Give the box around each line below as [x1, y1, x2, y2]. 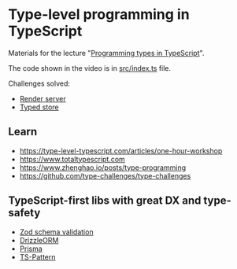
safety [8, 206, 41, 219]
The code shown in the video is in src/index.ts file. [8, 63, 172, 72]
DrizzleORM [19, 235, 59, 245]
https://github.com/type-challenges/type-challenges [19, 171, 191, 180]
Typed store [19, 102, 59, 112]
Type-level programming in [8, 6, 191, 24]
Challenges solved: [8, 79, 71, 88]
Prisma [19, 244, 43, 253]
